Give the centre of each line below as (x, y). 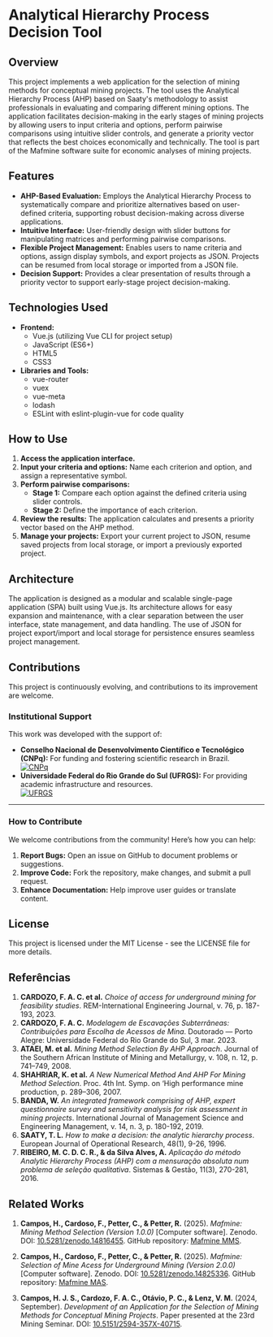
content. (34, 898)
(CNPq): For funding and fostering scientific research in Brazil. (125, 759)
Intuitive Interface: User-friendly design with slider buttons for (126, 230)
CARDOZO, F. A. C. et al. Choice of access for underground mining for (138, 997)
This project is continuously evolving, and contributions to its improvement (133, 687)
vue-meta (49, 396)
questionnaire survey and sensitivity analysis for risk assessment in (134, 1110)
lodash (43, 405)
